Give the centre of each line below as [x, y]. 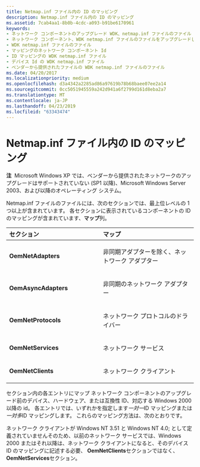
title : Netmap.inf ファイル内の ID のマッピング [62, 12]
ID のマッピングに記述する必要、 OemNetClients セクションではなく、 [92, 451]
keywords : [18, 28]
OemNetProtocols [35, 320]
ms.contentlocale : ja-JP [37, 100]
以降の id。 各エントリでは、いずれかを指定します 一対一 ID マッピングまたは [99, 408]
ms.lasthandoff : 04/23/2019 [41, 106]
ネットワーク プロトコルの [140, 316]
